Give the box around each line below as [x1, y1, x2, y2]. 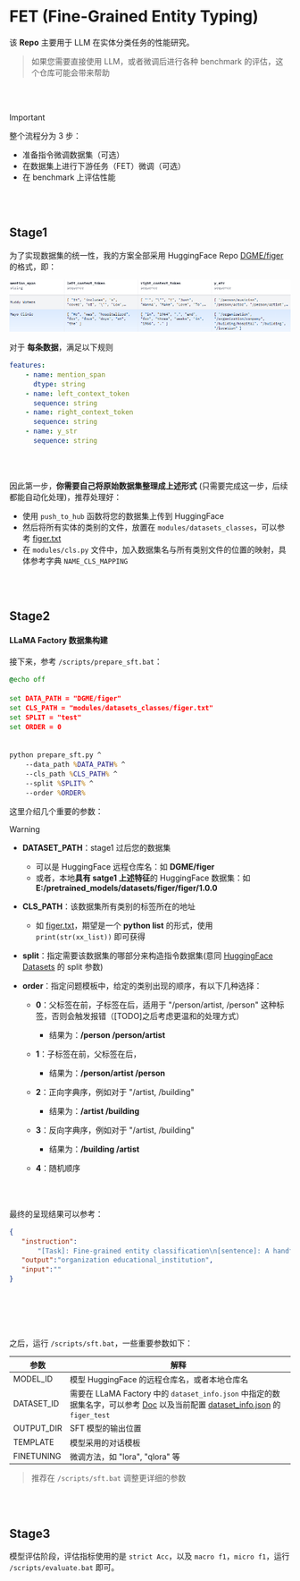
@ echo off [9, 676, 46, 684]
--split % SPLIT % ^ [25, 779, 94, 788]
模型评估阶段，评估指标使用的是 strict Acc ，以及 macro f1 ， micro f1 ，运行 [9, 1551, 290, 1562]
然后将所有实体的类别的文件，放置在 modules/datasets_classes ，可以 [21, 522, 278, 532]
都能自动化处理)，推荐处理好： [9, 491, 122, 502]
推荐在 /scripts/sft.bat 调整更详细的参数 [30, 1473, 187, 1483]
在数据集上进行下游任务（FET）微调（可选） [21, 160, 186, 171]
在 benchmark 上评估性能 [21, 172, 116, 183]
